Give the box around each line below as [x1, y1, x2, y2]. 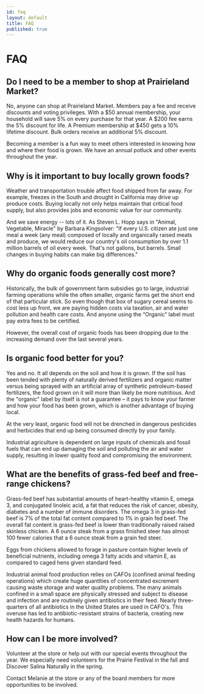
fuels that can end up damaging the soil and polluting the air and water [6, 445, 184, 452]
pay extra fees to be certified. [6, 317, 81, 324]
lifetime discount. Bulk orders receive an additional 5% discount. [6, 128, 168, 136]
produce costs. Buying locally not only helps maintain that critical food [6, 200, 183, 208]
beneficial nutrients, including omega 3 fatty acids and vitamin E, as [6, 552, 177, 560]
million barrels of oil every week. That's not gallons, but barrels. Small [6, 244, 181, 252]
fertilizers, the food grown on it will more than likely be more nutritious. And [6, 389, 195, 396]
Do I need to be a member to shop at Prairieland [6, 76, 190, 87]
